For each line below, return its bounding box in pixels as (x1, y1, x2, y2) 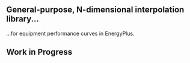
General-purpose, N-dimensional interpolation (6, 5, 185, 15)
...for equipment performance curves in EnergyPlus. (6, 30, 135, 37)
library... (6, 14, 39, 24)
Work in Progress (6, 47, 73, 57)
